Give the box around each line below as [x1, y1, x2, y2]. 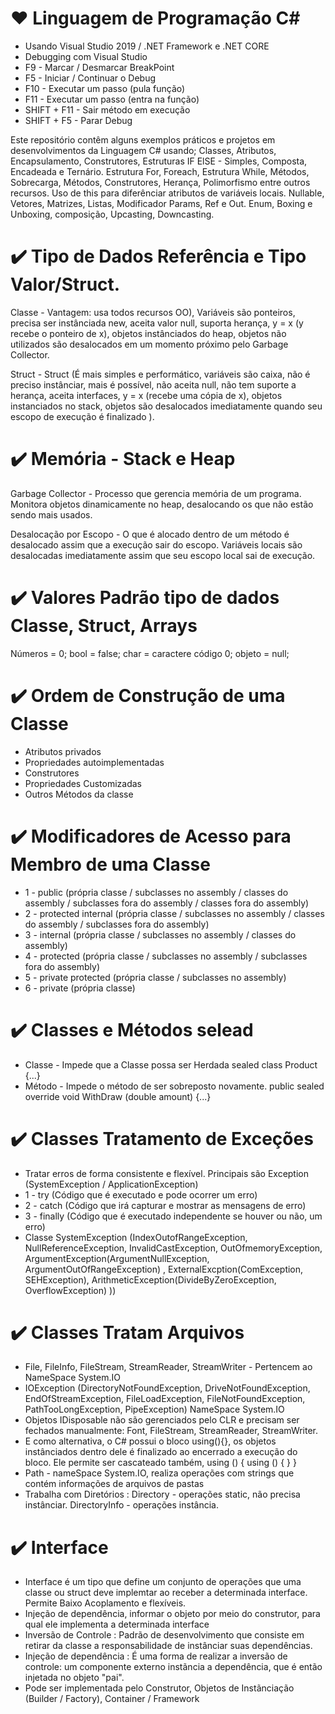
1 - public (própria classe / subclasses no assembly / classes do [24, 886, 289, 898]
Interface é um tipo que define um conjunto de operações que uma [24, 1576, 302, 1588]
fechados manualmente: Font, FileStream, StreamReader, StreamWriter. [24, 1425, 319, 1437]
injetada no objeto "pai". [24, 1672, 125, 1684]
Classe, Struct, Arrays [10, 615, 198, 637]
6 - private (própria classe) [24, 982, 136, 994]
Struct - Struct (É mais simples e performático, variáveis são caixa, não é [10, 368, 311, 380]
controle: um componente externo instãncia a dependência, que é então [24, 1661, 323, 1673]
